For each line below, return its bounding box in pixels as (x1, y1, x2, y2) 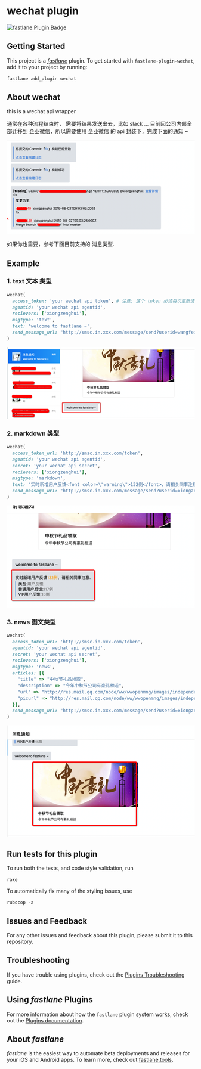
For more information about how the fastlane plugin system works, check (7, 1011, 188, 1018)
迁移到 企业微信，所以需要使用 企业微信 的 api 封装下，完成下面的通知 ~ (11, 128, 188, 135)
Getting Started (7, 41, 66, 51)
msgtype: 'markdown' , (12, 475, 66, 481)
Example (7, 258, 40, 268)
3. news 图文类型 (7, 618, 56, 626)
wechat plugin (7, 4, 79, 18)
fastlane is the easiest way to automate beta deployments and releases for (7, 1050, 190, 1057)
